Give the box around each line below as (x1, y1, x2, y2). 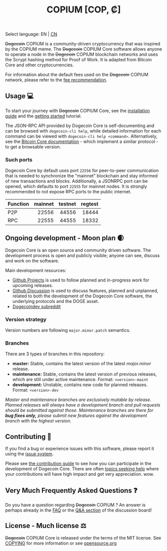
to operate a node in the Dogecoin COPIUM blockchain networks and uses (5, 51, 158, 57)
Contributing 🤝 (5, 432, 52, 441)
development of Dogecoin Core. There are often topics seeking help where (5, 466, 160, 472)
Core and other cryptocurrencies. (5, 62, 74, 68)
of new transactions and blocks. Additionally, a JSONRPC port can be (5, 178, 148, 184)
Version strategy (5, 316, 47, 323)
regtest (81, 201, 99, 208)
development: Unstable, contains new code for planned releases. (12, 382, 148, 388)
